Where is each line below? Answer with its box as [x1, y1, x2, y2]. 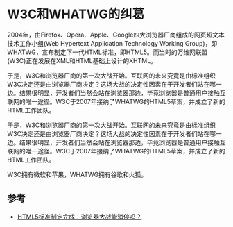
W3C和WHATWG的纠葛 [7, 6, 145, 22]
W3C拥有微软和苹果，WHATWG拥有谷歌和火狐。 [7, 170, 148, 178]
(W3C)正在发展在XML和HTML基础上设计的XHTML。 [7, 56, 157, 65]
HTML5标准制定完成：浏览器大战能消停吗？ [17, 212, 142, 221]
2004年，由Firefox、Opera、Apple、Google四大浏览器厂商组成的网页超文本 [7, 31, 225, 39]
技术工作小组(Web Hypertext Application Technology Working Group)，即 [7, 39, 218, 47]
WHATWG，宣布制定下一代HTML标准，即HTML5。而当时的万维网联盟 [7, 48, 208, 56]
